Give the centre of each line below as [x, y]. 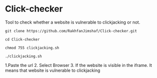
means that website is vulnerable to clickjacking [53, 70]
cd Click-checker [22, 39]
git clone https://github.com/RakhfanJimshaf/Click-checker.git [71, 31]
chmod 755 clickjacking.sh [32, 48]
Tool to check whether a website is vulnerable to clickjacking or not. [73, 22]
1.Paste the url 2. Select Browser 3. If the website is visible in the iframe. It [78, 65]
